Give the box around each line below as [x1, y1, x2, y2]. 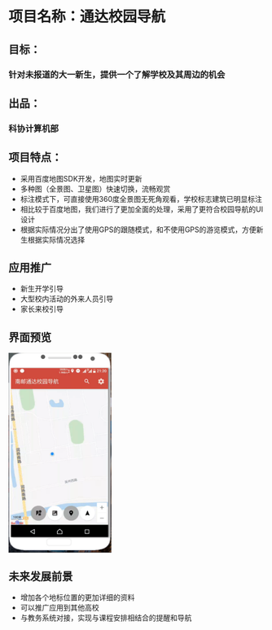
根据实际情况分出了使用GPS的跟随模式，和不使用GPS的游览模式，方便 [20, 225, 257, 234]
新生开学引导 [20, 284, 64, 294]
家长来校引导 [20, 304, 64, 314]
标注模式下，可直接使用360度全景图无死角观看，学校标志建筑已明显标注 [20, 194, 262, 203]
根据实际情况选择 [27, 234, 86, 244]
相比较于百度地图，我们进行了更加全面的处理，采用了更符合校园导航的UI [20, 204, 263, 214]
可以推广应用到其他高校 [20, 602, 99, 612]
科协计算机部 [8, 123, 59, 134]
